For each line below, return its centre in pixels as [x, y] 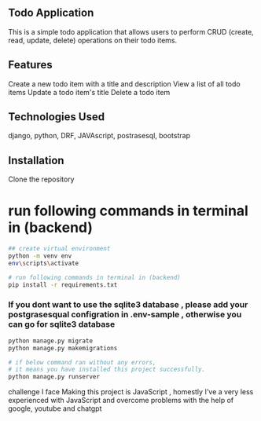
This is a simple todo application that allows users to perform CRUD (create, [131, 31]
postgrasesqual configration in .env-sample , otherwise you [125, 315]
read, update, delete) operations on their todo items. [93, 40]
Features [30, 65]
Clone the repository [41, 179]
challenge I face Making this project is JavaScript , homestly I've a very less [131, 392]
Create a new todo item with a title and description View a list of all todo [125, 84]
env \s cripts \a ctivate [44, 263]
